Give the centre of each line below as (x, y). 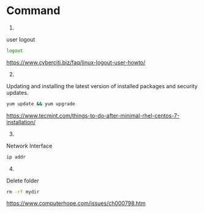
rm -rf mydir (23, 192)
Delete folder (23, 181)
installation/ (21, 122)
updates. (17, 92)
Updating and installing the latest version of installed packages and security (102, 86)
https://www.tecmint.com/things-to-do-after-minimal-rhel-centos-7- (93, 115)
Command (33, 11)
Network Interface (29, 146)
